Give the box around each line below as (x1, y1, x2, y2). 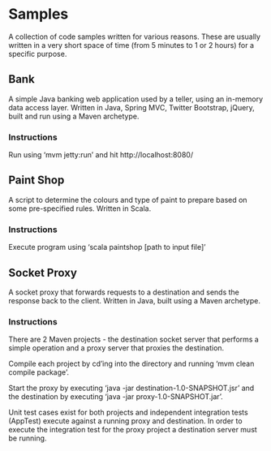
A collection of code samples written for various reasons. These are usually (8, 32, 261, 41)
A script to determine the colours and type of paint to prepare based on (8, 195, 247, 204)
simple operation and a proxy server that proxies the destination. (8, 343, 225, 353)
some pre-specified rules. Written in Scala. (8, 204, 152, 213)
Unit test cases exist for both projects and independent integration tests (8, 407, 249, 418)
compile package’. (8, 367, 69, 377)
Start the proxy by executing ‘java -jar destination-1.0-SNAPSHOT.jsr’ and (8, 383, 255, 393)
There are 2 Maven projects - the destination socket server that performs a (8, 334, 260, 345)
